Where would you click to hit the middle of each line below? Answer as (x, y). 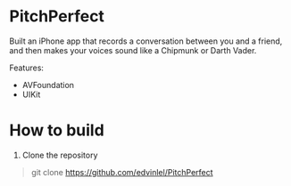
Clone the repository (60, 155)
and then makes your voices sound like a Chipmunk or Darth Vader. (133, 50)
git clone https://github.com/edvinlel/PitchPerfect (122, 172)
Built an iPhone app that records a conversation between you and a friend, (146, 41)
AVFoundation (48, 85)
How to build (57, 130)
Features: (27, 68)
